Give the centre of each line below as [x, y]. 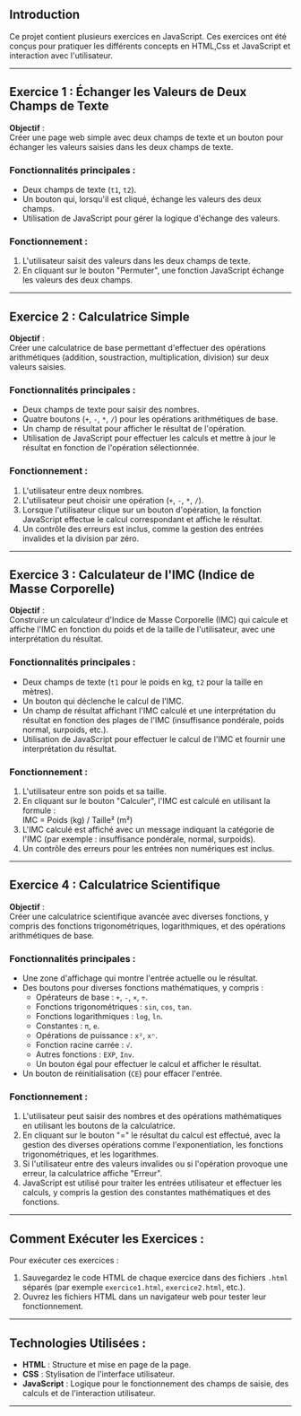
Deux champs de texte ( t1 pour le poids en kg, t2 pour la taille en [142, 682]
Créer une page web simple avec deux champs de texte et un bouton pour [146, 137]
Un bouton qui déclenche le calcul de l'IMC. [103, 701]
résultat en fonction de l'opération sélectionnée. [111, 448]
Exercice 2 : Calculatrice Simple [99, 316]
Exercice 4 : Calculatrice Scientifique [115, 885]
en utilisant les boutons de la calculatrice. [99, 1126]
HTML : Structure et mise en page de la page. [107, 1365]
